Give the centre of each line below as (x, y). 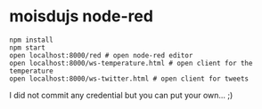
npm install (31, 40)
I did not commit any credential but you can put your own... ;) (121, 95)
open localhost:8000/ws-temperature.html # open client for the (131, 63)
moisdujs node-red (82, 16)
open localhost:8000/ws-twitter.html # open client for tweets (129, 78)
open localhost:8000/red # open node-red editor (101, 55)
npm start (28, 47)
